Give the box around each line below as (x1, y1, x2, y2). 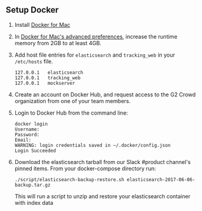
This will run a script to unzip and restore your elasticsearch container (14, 192, 190, 200)
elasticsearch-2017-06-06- (126, 176, 196, 182)
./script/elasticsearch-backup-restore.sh (14, 176, 124, 182)
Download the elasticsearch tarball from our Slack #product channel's (14, 158, 191, 165)
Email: (14, 137, 32, 143)
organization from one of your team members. (14, 97, 131, 104)
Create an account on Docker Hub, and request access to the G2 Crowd (14, 91, 196, 98)
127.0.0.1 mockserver (14, 80, 76, 86)
